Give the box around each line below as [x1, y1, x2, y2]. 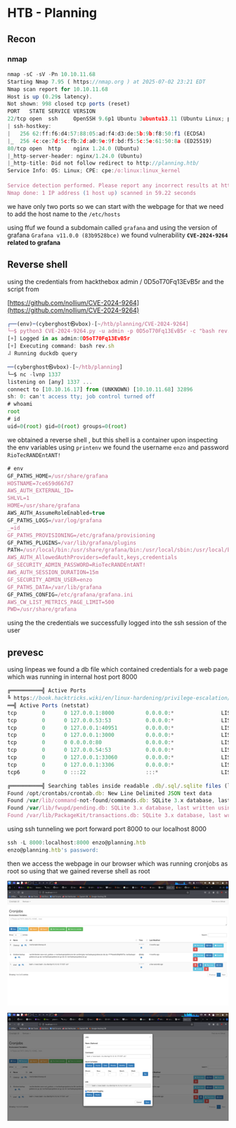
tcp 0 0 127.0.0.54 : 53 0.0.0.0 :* [7, 747, 174, 754]
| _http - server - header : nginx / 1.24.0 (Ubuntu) [7, 153, 143, 160]
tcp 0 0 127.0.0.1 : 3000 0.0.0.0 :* [7, 731, 174, 739]
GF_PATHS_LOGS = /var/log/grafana [7, 517, 102, 524]
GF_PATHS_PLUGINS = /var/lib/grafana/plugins [7, 539, 137, 546]
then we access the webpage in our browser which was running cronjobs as [7, 859, 228, 868]
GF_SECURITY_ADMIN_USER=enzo [7, 576, 93, 583]
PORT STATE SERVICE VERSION [7, 108, 96, 115]
